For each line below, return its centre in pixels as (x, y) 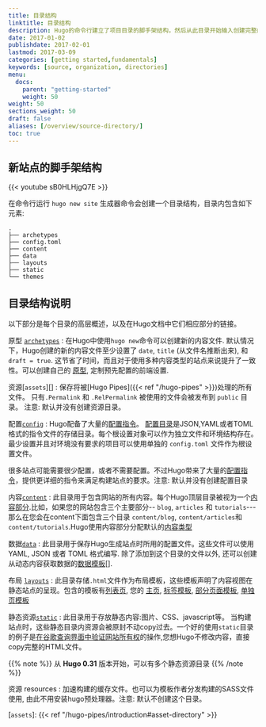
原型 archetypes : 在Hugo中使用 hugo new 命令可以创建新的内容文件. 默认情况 (131, 341)
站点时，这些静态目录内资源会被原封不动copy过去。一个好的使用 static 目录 (131, 627)
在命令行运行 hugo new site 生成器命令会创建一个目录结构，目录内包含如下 (130, 204)
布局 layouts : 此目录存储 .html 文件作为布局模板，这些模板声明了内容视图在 (131, 580)
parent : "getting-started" (67, 89)
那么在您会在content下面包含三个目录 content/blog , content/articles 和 (125, 517)
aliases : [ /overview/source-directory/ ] (76, 126)
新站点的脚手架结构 (55, 168)
